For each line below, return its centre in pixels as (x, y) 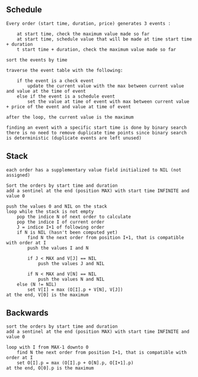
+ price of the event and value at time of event (69, 106)
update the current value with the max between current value (106, 86)
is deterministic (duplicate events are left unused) (74, 138)
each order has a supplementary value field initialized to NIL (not (94, 170)
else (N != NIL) (37, 284)
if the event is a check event (55, 81)
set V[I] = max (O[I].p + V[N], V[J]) (75, 290)
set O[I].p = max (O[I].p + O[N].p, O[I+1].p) (75, 363)
